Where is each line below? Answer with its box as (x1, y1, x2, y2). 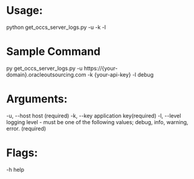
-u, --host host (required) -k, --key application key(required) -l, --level (6, 112, 181, 119)
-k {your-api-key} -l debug (87, 71, 154, 78)
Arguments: (6, 92, 68, 106)
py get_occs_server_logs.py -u (6, 64, 83, 72)
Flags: (6, 146, 38, 160)
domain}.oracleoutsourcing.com (6, 71, 86, 78)
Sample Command (6, 45, 101, 58)
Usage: (6, 4, 44, 17)
